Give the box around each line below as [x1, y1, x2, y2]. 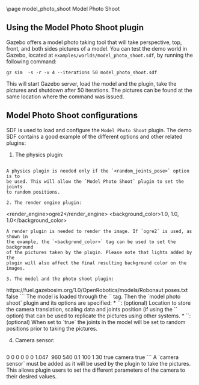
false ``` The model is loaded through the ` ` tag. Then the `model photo [6, 293, 181, 300]
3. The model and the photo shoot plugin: [6, 276, 114, 282]
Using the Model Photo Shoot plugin [6, 22, 144, 33]
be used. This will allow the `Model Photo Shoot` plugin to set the [6, 178, 185, 185]
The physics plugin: [14, 151, 64, 158]
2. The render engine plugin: [6, 199, 82, 206]
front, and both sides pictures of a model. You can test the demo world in [6, 45, 188, 52]
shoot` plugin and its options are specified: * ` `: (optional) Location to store [6, 299, 191, 307]
